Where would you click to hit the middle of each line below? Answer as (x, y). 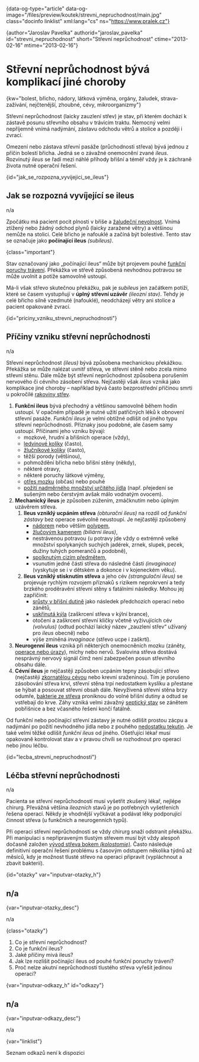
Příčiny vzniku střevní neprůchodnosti (78, 337)
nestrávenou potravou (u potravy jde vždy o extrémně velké (105, 538)
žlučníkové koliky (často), (54, 450)
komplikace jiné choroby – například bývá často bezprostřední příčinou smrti (99, 388)
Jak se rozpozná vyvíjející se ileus (70, 196)
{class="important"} (31, 252)
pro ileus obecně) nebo (61, 633)
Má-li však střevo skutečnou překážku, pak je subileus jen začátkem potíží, (98, 287)
